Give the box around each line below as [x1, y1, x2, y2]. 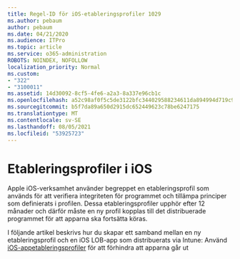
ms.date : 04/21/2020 [7, 30, 69, 38]
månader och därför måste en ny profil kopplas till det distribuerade [7, 207, 206, 215]
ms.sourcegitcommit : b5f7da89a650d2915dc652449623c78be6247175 [7, 103, 200, 111]
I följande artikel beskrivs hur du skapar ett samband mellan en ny [7, 228, 201, 237]
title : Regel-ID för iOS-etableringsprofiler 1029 [7, 10, 161, 18]
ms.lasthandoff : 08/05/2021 [7, 123, 91, 131]
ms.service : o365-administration [7, 51, 107, 58]
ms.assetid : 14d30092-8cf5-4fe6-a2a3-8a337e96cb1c [7, 90, 161, 97]
